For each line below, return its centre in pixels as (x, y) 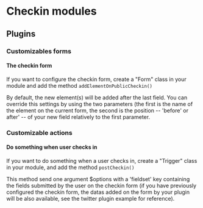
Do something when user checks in (52, 147)
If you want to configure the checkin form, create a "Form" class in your (97, 79)
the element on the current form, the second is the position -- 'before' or (98, 110)
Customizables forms (39, 51)
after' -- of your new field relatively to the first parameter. (78, 117)
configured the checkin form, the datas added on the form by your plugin (98, 192)
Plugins (21, 34)
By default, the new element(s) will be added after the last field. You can (97, 97)
